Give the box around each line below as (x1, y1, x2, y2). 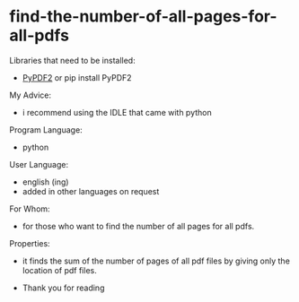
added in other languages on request (22, 186, 160, 196)
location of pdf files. (22, 264, 97, 275)
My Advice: (9, 90, 52, 100)
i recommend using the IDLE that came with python (22, 107, 213, 117)
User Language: (9, 159, 69, 169)
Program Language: (9, 124, 83, 135)
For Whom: (9, 203, 51, 214)
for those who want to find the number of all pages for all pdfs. (22, 220, 255, 231)
